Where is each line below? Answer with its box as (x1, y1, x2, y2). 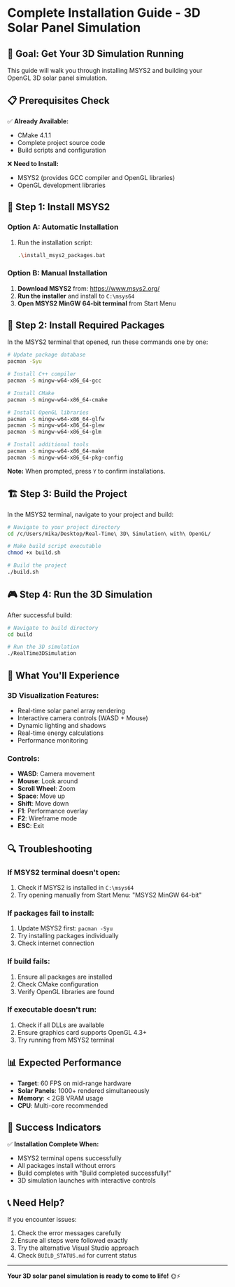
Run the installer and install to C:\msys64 (17, 291, 135, 300)
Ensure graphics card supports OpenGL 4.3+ (17, 1028, 147, 1036)
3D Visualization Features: (7, 690, 99, 700)
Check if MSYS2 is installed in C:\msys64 (17, 883, 134, 891)
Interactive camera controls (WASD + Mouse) (17, 713, 148, 722)
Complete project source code (17, 138, 106, 146)
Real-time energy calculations (17, 729, 104, 737)
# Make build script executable (7, 543, 101, 550)
